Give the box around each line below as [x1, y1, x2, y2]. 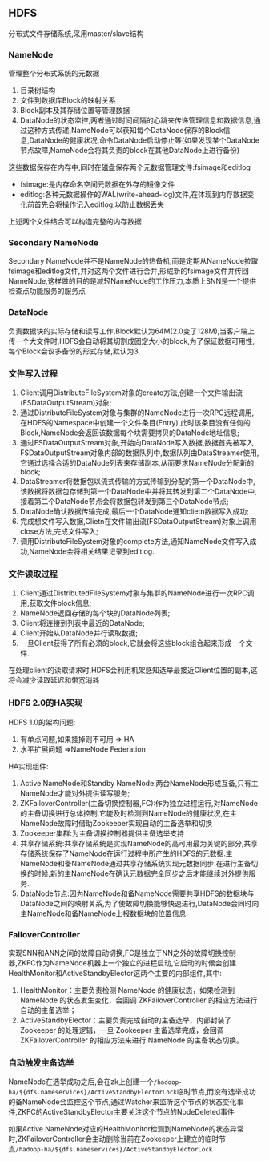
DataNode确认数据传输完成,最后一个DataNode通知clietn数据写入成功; [19, 506, 250, 516]
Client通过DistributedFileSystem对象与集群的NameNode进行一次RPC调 [19, 588, 255, 598]
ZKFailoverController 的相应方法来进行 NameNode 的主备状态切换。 [19, 1035, 244, 1045]
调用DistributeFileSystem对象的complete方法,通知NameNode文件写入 [19, 537, 250, 546]
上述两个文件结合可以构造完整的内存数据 [8, 216, 142, 227]
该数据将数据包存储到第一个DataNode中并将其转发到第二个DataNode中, [19, 486, 258, 496]
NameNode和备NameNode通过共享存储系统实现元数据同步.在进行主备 [19, 858, 251, 868]
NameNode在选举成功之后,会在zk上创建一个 [8, 1077, 154, 1086]
